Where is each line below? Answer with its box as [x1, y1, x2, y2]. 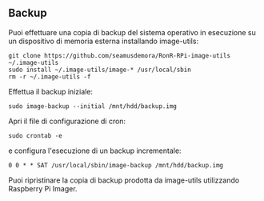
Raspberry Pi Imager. [8, 183, 78, 193]
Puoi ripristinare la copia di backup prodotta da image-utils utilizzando [8, 175, 240, 185]
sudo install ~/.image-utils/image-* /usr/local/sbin [8, 66, 192, 74]
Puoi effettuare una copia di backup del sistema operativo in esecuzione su [8, 27, 256, 37]
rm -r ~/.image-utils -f [8, 72, 91, 81]
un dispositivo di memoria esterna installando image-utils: [8, 36, 198, 46]
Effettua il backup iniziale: [8, 86, 94, 96]
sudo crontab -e [8, 131, 62, 139]
